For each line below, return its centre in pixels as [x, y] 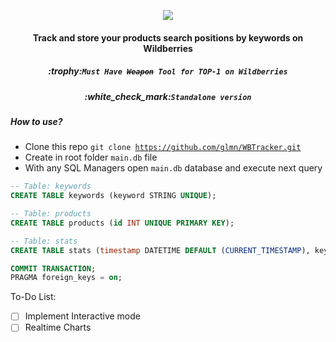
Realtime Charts [58, 327]
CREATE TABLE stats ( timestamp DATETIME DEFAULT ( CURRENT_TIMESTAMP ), [160, 250]
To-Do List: [33, 297]
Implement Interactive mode [82, 316]
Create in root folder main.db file [91, 157]
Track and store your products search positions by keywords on [168, 37]
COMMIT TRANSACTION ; [53, 268]
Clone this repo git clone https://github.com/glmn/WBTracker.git [163, 147]
